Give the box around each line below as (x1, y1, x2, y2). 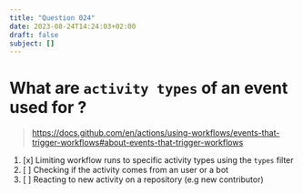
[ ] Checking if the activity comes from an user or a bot (22, 165, 229, 176)
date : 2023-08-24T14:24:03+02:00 (9, 22, 136, 31)
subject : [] (9, 38, 55, 48)
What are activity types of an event (9, 78, 288, 98)
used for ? (9, 97, 87, 118)
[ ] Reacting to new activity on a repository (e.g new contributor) (22, 174, 264, 185)
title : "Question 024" (9, 13, 96, 23)
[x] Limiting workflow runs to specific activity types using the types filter (22, 155, 294, 166)
